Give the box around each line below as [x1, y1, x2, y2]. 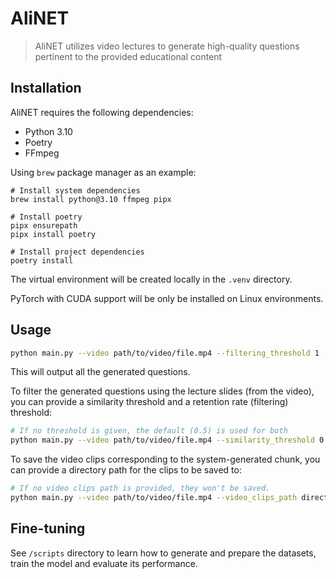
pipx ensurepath [10, 220, 78, 231]
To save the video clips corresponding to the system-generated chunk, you [10, 453, 321, 466]
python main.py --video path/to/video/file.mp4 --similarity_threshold [10, 435, 315, 446]
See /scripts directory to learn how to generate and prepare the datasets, [10, 547, 317, 559]
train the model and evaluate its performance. [10, 557, 198, 569]
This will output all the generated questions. [10, 366, 191, 378]
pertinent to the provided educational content [34, 50, 223, 62]
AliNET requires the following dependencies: [10, 106, 194, 118]
